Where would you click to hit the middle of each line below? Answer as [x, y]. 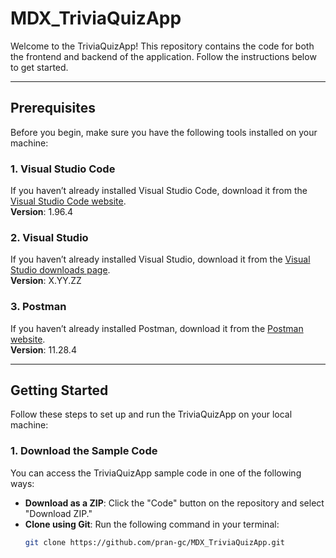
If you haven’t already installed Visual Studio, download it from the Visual [160, 259]
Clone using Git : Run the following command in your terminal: [152, 524]
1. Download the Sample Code [84, 451]
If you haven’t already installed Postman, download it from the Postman [157, 328]
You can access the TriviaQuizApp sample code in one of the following [156, 473]
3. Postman [38, 307]
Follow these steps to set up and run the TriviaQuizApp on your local [151, 414]
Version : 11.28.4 [43, 349]
